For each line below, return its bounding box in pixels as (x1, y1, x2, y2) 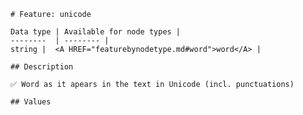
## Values (10, 97, 52, 107)
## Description (10, 62, 74, 72)
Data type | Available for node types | (10, 27, 182, 37)
